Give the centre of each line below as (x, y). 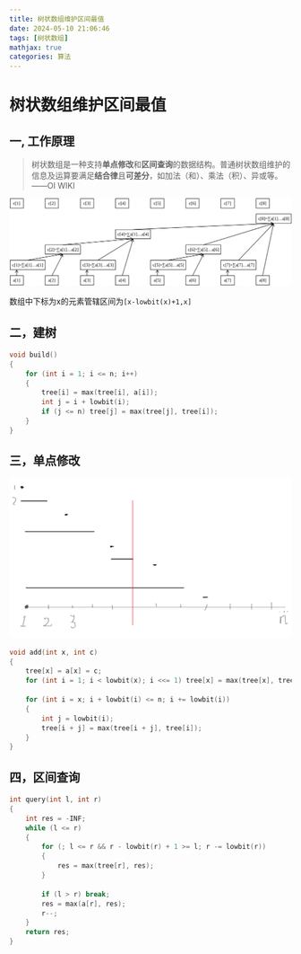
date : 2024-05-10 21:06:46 (60, 28)
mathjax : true (36, 48)
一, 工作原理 (42, 141)
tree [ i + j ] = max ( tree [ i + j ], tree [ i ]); (122, 728)
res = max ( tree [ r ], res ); (105, 866)
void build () (34, 355)
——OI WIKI (53, 186)
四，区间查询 (45, 777)
